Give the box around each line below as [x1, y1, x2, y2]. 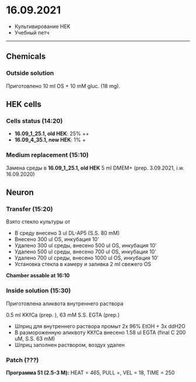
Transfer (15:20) [6, 205, 54, 213]
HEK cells [6, 99, 42, 109]
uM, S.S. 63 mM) [14, 335, 55, 342]
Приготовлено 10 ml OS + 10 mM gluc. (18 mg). [6, 82, 121, 90]
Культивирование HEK [14, 23, 71, 30]
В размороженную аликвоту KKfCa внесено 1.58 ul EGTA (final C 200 [14, 329, 186, 336]
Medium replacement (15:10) [6, 151, 89, 159]
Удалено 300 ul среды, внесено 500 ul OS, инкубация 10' [14, 242, 157, 249]
